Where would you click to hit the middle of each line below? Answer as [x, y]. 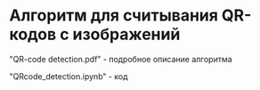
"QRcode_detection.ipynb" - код [69, 76]
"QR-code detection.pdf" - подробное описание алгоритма [121, 59]
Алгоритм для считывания [114, 16]
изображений [126, 34]
